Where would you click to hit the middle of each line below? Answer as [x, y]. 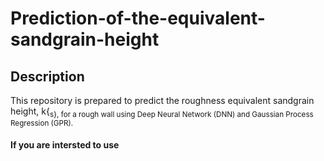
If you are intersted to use [65, 145]
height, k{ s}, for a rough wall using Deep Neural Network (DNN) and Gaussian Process [162, 112]
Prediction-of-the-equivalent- [138, 18]
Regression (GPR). [42, 123]
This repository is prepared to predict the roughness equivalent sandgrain [162, 100]
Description [47, 76]
